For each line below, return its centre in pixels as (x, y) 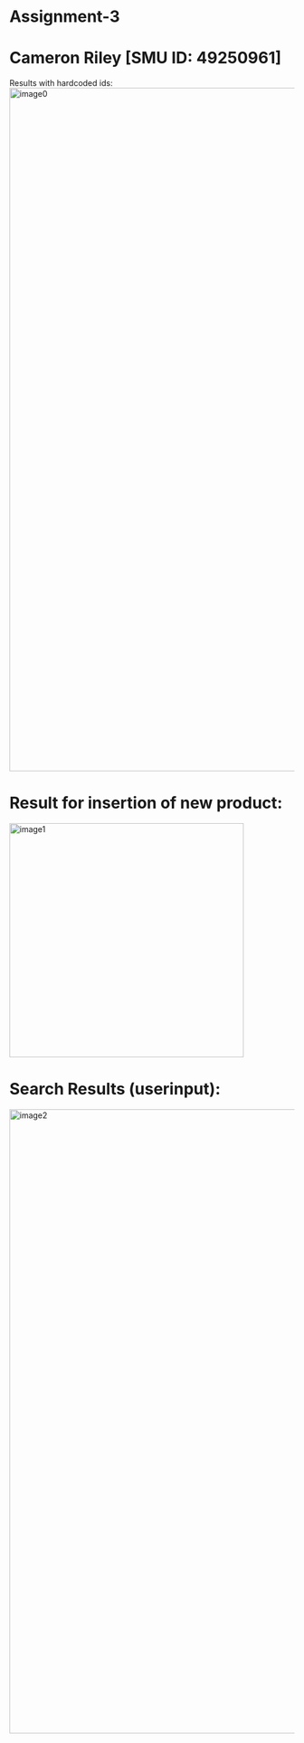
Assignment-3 (65, 17)
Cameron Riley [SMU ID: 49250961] (146, 58)
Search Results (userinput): (115, 1089)
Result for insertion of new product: (146, 803)
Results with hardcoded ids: (61, 83)
